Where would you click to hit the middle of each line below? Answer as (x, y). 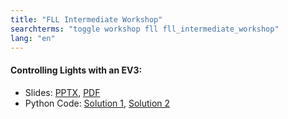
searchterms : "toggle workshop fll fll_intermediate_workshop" (145, 29)
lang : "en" (33, 38)
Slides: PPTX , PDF (62, 92)
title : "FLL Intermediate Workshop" (86, 19)
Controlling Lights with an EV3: (76, 70)
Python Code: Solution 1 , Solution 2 (97, 103)
